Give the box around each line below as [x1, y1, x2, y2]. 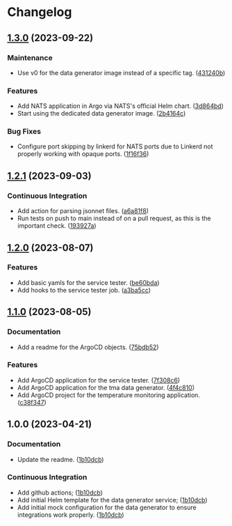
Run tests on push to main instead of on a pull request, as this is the [17, 214, 211, 223]
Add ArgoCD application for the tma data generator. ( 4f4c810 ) [17, 383, 195, 392]
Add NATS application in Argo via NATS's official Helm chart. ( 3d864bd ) [17, 102, 224, 110]
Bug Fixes [7, 127, 42, 137]
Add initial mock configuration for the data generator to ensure [17, 503, 197, 511]
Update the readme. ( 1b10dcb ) [17, 455, 104, 463]
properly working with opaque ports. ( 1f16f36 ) [17, 150, 149, 158]
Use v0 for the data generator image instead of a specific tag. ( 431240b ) [17, 68, 226, 77]
